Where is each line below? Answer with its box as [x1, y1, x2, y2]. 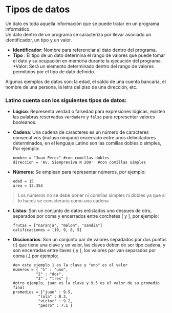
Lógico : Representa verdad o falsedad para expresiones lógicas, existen [12, 109, 165, 115]
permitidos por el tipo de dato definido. [12, 68, 96, 75]
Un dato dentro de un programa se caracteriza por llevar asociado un [5, 31, 152, 37]
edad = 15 [12, 179, 34, 184]
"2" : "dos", [35, 272, 64, 277]
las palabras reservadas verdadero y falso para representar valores [12, 114, 155, 120]
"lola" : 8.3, [38, 294, 68, 299]
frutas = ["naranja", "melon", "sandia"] [12, 223, 102, 228]
